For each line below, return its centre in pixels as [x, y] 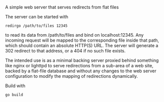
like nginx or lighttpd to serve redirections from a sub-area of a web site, [79, 66]
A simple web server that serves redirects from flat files [62, 7]
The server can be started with [37, 17]
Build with [15, 86]
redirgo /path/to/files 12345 [37, 26]
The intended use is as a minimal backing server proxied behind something [82, 60]
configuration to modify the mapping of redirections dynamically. [72, 76]
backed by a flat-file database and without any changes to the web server [81, 71]
